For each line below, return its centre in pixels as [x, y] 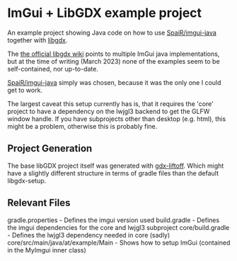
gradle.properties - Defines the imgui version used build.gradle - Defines [114, 220]
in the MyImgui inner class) [47, 250]
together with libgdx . [37, 40]
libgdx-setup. [27, 180]
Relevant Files [39, 203]
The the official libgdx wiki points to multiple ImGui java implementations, [114, 54]
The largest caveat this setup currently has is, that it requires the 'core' [110, 103]
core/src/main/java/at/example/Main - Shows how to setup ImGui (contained [119, 243]
